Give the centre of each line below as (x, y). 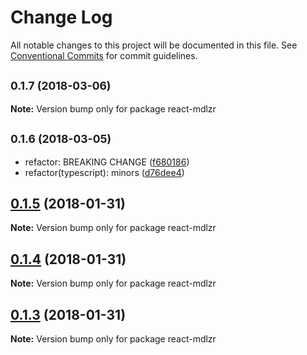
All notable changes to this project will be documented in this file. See (154, 45)
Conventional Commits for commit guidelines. (104, 55)
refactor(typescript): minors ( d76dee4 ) (104, 172)
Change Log (61, 17)
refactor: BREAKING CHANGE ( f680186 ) (107, 162)
